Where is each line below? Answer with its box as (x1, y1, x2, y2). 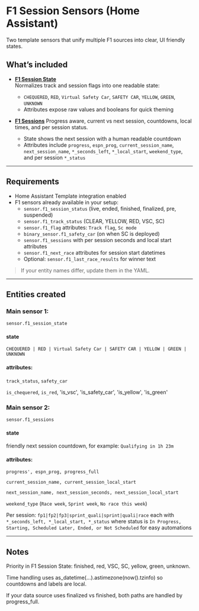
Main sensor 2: (6, 403, 50, 411)
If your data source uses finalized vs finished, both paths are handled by (6, 592, 182, 599)
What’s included (6, 60, 68, 70)
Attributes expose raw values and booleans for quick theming (23, 105, 174, 113)
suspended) (23, 211, 53, 218)
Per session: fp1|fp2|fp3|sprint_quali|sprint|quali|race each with (6, 512, 175, 519)
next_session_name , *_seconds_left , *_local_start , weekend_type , (23, 147, 183, 155)
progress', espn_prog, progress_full (6, 469, 99, 475)
